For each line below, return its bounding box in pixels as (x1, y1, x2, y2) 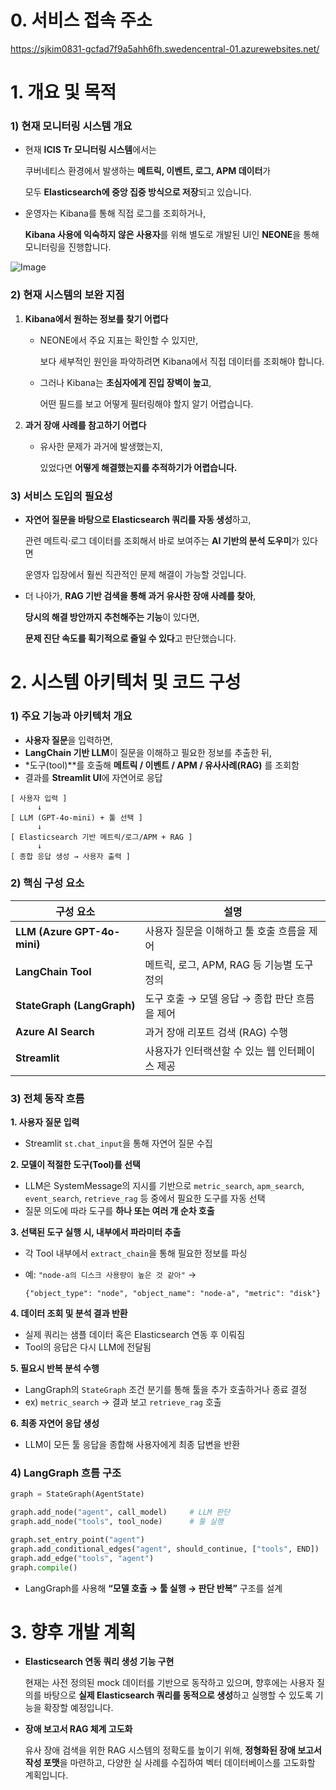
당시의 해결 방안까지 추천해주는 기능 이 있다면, (24, 611, 200, 623)
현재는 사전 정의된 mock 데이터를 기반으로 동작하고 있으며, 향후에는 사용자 (24, 1677, 315, 1689)
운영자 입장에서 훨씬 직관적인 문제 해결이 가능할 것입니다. (24, 569, 247, 581)
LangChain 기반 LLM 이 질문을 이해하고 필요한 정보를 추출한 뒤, (24, 746, 272, 758)
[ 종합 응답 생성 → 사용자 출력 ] (10, 851, 131, 861)
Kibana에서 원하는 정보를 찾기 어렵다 (24, 312, 169, 325)
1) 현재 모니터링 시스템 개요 (10, 119, 133, 133)
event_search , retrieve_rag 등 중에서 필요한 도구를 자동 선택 (24, 1192, 266, 1205)
